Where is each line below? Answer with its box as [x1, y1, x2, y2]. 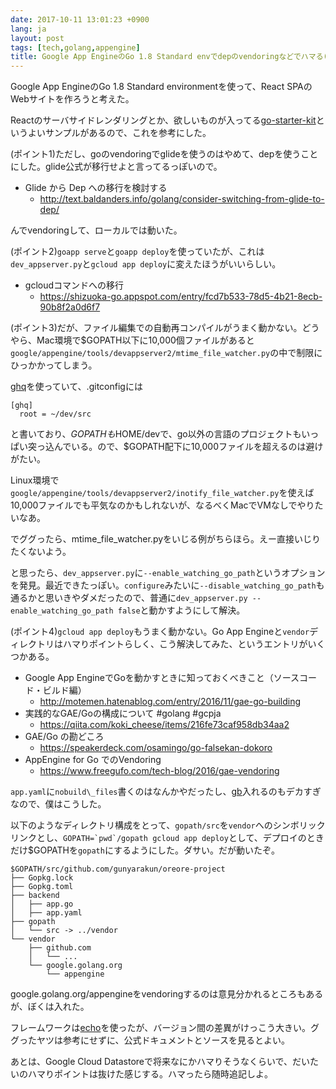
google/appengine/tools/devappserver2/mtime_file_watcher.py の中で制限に [10, 347, 323, 359]
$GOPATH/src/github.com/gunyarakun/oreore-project [10, 864, 226, 875]
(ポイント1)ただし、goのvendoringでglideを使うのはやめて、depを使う [10, 148, 302, 160]
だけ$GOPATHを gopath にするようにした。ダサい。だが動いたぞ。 [10, 844, 281, 856]
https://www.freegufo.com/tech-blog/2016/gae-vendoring [39, 765, 280, 777]
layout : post [10, 33, 65, 43]
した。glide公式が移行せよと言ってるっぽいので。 [18, 161, 223, 173]
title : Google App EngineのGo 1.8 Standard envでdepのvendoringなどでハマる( [10, 52, 328, 62]
